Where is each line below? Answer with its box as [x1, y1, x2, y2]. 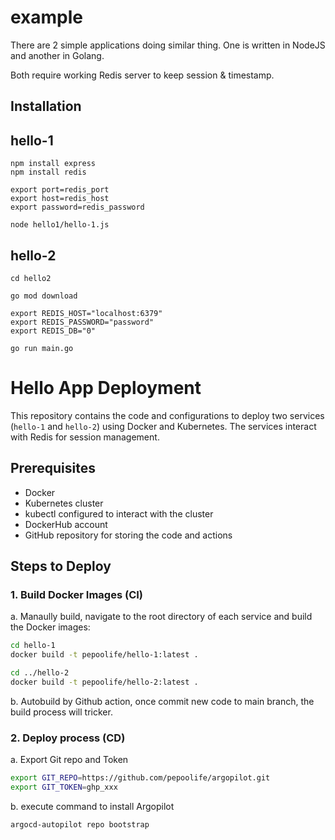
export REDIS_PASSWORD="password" [10, 317, 155, 327]
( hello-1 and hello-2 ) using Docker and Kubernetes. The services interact [10, 420, 317, 432]
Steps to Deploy [10, 558, 112, 575]
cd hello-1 [10, 641, 56, 651]
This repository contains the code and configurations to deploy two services [10, 409, 325, 421]
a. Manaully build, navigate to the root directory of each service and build [10, 611, 313, 623]
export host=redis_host [10, 194, 110, 204]
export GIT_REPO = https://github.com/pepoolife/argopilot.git [10, 773, 271, 783]
